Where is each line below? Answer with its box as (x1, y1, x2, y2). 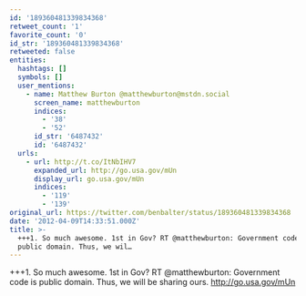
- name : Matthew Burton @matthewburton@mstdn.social (25, 89, 230, 98)
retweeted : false (9, 47, 76, 56)
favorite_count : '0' (9, 30, 88, 39)
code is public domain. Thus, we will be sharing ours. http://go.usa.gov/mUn (9, 277, 296, 288)
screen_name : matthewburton (33, 97, 141, 107)
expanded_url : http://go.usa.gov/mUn (33, 166, 178, 175)
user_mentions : (17, 81, 76, 90)
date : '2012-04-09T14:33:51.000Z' (9, 216, 141, 226)
